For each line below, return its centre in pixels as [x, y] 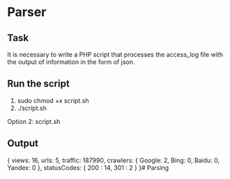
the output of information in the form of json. [71, 62]
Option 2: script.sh [34, 121]
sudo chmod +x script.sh [53, 100]
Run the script [38, 84]
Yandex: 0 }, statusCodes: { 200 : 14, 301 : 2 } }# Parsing [88, 167]
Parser [27, 12]
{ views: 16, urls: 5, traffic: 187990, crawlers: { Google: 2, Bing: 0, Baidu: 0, [114, 160]
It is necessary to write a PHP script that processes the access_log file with [115, 54]
